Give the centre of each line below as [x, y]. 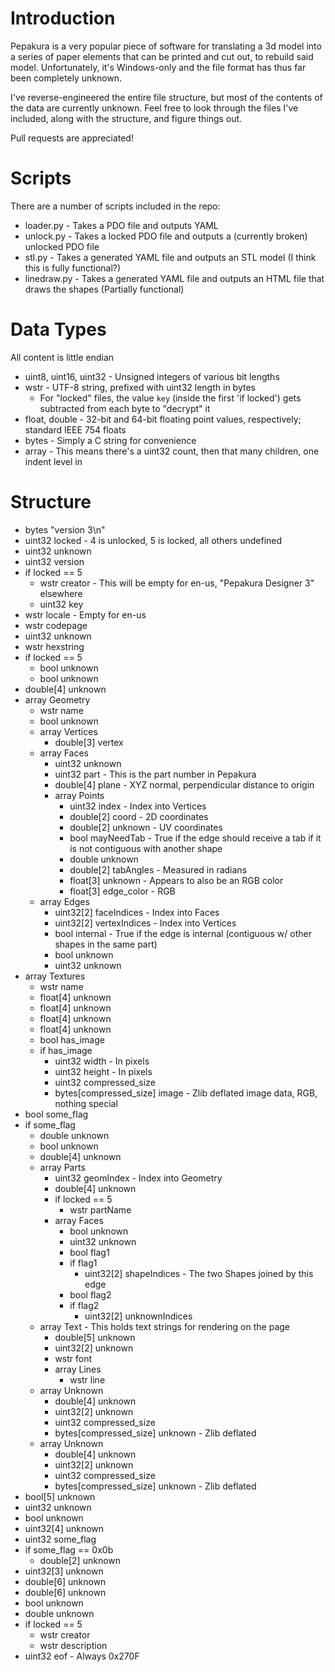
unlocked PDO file [62, 246]
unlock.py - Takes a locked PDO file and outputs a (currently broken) [166, 236]
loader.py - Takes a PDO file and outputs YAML [121, 225]
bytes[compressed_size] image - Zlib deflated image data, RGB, [186, 1093]
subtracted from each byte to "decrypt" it [125, 408]
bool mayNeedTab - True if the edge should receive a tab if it [195, 838]
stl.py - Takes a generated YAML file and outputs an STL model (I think [170, 257]
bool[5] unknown [60, 1496]
